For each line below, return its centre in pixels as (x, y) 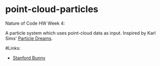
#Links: (13, 48)
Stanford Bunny (29, 58)
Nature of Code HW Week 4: (35, 23)
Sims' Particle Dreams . (29, 38)
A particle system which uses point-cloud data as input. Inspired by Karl (81, 33)
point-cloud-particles (52, 9)
